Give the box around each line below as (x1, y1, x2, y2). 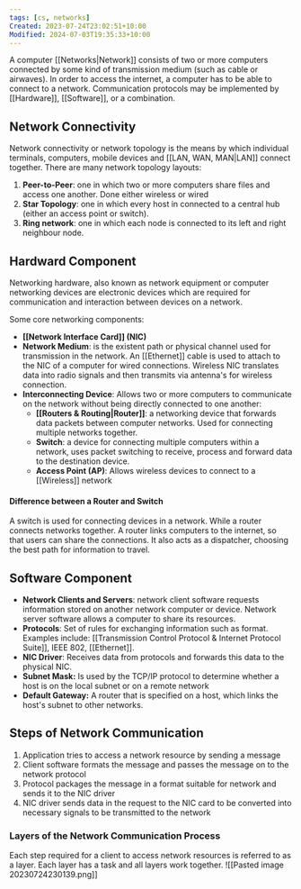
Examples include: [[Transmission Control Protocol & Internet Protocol (22, 632, 281, 644)
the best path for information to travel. (9, 544, 150, 555)
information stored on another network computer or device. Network (22, 604, 277, 615)
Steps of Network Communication (9, 726, 204, 741)
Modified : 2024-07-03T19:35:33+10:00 (9, 30, 151, 39)
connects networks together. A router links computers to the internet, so (9, 525, 277, 536)
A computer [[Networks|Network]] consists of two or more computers (9, 55, 269, 66)
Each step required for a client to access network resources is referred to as (9, 850, 292, 861)
